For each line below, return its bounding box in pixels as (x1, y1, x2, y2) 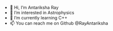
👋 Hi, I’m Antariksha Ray (9, 5, 59, 10)
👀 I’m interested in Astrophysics (9, 10, 75, 15)
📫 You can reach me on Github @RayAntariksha (9, 20, 109, 26)
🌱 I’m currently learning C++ (9, 15, 68, 20)
